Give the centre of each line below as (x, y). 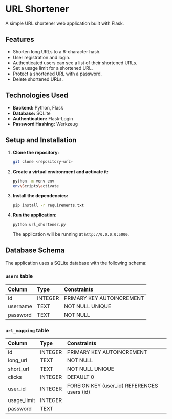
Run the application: (35, 215)
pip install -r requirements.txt (48, 205)
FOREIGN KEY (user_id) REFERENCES (112, 386)
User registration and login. (41, 57)
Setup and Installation (41, 140)
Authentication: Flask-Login (43, 118)
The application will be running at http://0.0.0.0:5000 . (71, 234)
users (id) (79, 392)
